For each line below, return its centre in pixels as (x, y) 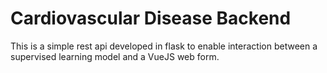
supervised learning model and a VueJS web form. (115, 56)
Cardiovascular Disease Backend (151, 18)
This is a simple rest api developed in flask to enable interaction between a (164, 46)
